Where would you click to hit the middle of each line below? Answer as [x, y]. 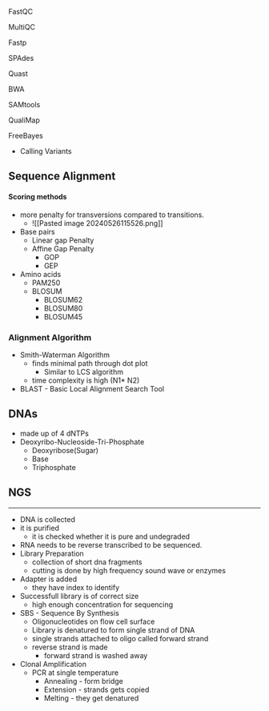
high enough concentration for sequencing [102, 605]
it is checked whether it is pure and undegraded [111, 536]
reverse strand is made [70, 647]
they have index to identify [76, 587]
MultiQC [22, 27]
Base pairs [37, 231]
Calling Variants [46, 151]
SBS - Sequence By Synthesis [70, 613]
